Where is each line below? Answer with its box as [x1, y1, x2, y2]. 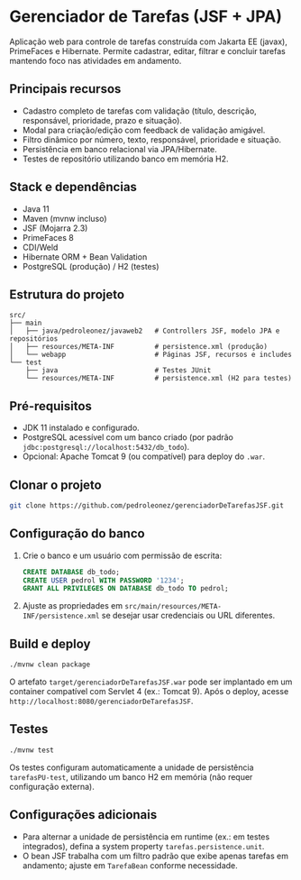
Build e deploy [9, 636, 91, 651]
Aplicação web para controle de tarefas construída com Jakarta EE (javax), [9, 36, 288, 47]
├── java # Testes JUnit [25, 366, 212, 375]
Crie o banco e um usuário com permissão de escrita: [22, 550, 223, 561]
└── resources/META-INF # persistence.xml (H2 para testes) [25, 374, 293, 383]
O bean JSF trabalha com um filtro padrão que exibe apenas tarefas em [22, 850, 288, 861]
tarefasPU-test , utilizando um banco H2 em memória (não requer [9, 771, 253, 782]
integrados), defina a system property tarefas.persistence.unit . [22, 840, 265, 851]
